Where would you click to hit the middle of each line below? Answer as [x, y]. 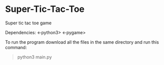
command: [16, 47]
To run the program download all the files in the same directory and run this [82, 42]
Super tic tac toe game [28, 23]
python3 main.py [34, 57]
